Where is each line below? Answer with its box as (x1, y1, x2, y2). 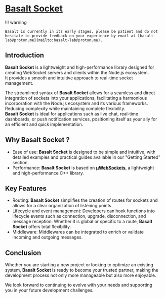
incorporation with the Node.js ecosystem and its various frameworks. (5, 100, 148, 106)
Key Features (5, 184, 47, 192)
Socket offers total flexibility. (12, 224, 71, 230)
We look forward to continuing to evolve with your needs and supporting (5, 282, 153, 288)
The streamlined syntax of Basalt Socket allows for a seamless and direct (5, 90, 155, 96)
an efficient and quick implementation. (5, 121, 83, 127)
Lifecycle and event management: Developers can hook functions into (12, 208, 155, 214)
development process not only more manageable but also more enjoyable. (5, 272, 157, 278)
